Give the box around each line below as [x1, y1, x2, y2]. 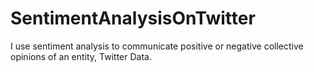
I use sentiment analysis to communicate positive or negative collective [10, 40, 304, 52]
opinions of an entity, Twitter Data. [10, 50, 152, 62]
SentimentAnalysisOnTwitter [10, 7, 256, 30]
